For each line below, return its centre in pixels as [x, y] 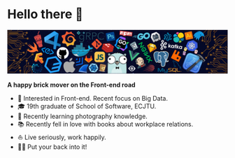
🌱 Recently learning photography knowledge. [83, 116]
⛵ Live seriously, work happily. [62, 137]
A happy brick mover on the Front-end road [71, 85]
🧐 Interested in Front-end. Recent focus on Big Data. [93, 99]
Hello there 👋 [45, 14]
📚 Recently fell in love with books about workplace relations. [105, 124]
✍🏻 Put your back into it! [52, 147]
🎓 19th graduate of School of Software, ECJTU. [87, 106]
